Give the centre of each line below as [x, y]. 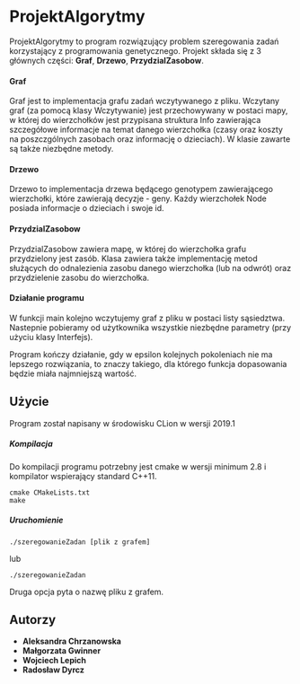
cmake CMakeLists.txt [50, 492]
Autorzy [33, 620]
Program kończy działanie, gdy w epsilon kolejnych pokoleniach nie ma [141, 354]
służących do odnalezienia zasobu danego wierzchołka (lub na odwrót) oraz [150, 267]
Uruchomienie [36, 520]
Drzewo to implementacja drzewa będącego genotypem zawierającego [141, 189]
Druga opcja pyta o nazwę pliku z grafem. [87, 592]
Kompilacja [31, 444]
